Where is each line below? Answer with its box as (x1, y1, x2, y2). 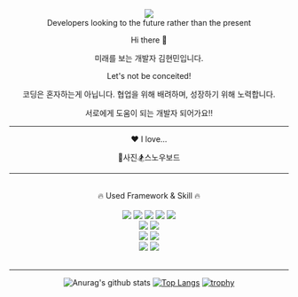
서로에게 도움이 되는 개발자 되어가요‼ (85, 108, 213, 118)
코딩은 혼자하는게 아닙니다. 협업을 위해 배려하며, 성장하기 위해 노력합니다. (22, 89, 276, 99)
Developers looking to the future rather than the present (47, 18, 251, 27)
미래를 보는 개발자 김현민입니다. (94, 53, 204, 63)
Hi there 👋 (130, 35, 168, 45)
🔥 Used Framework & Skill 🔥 (97, 191, 201, 200)
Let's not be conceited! (106, 71, 192, 81)
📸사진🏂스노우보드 (117, 152, 181, 162)
